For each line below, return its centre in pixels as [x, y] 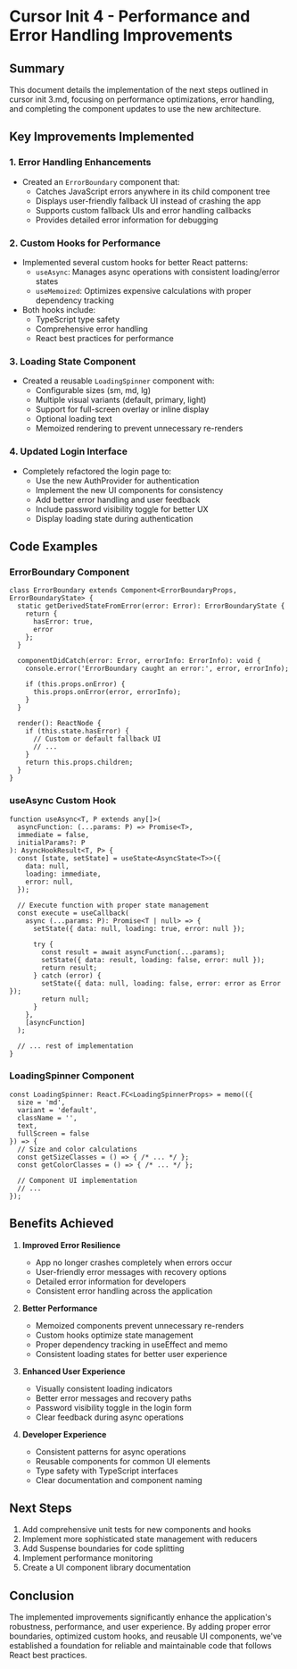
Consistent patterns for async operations [111, 1451]
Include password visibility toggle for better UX [122, 509]
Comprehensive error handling [92, 329]
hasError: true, [63, 622]
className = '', [47, 1118]
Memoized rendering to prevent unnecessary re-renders [139, 428]
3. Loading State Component [73, 361]
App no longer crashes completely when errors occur [134, 1262]
